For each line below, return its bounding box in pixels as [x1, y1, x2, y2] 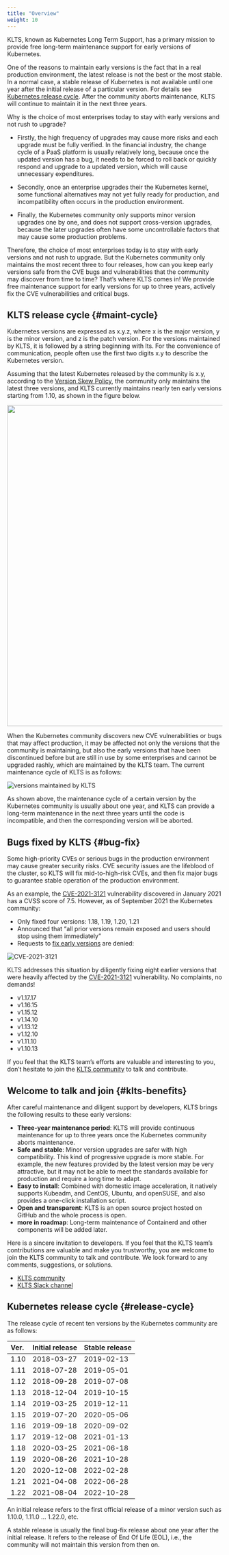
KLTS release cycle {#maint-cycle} [7, 309, 159, 320]
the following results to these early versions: [7, 1110, 132, 1118]
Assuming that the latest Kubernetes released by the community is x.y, [7, 370, 206, 378]
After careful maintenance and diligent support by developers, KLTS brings [7, 1103, 218, 1111]
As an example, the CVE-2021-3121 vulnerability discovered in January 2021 [7, 889, 221, 898]
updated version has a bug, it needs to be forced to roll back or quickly [16, 155, 217, 163]
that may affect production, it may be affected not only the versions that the [7, 739, 220, 747]
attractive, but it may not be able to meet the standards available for [16, 1167, 208, 1175]
